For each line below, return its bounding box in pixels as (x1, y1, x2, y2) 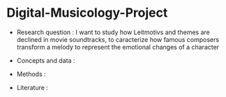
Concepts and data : (16, 56, 75, 64)
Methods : (16, 70, 46, 78)
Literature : (16, 83, 48, 91)
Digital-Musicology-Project (6, 5, 168, 21)
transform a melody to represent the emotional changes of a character (16, 43, 220, 51)
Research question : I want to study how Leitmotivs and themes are (16, 28, 210, 36)
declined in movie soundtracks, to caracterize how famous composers (16, 35, 220, 43)
